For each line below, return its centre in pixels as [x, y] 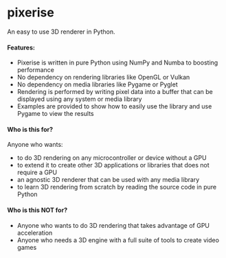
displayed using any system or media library [79, 99]
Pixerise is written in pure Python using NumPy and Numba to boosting [117, 62]
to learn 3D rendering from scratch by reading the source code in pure [117, 187]
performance [36, 70]
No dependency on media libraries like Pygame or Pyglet [97, 84]
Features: [21, 47]
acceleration [35, 233]
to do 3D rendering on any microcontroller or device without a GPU [112, 158]
